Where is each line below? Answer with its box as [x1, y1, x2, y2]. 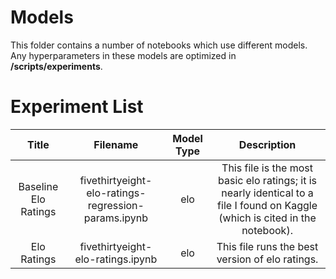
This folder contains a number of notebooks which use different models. [10, 39, 308, 51]
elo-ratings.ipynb [74, 252, 158, 266]
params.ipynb [83, 211, 149, 225]
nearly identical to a [221, 186, 314, 200]
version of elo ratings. [216, 252, 319, 266]
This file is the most [221, 161, 314, 175]
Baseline [18, 179, 59, 193]
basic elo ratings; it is [218, 173, 318, 187]
